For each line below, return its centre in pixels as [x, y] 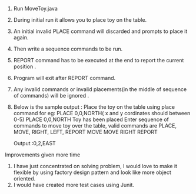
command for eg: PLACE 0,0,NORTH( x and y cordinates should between [102, 113]
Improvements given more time [43, 155]
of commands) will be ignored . [51, 96]
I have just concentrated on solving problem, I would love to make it [95, 166]
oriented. [24, 178]
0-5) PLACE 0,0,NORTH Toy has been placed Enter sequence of [91, 119]
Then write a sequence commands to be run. [68, 49]
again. [21, 37]
